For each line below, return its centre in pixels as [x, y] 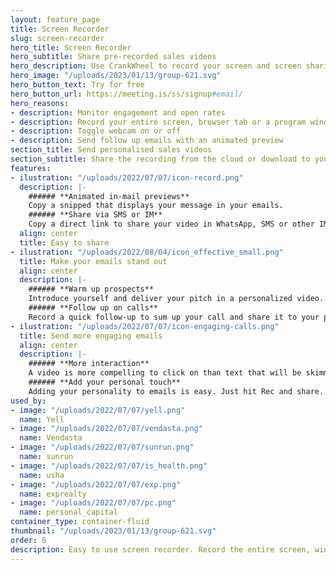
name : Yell [42, 419]
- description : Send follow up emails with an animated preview [147, 141]
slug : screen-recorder [57, 38]
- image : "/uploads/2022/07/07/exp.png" [96, 484]
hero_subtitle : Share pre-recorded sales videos [113, 57]
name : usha [42, 475]
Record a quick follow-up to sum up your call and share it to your [174, 317]
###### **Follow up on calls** [93, 308]
